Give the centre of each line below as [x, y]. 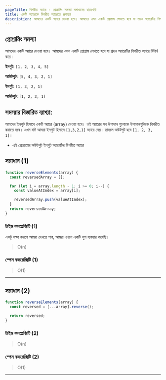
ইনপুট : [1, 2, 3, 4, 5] [27, 66]
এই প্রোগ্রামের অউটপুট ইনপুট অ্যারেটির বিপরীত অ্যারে [48, 145]
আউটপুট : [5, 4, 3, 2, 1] [29, 76]
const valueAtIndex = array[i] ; [47, 191]
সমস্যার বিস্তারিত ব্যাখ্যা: [29, 112]
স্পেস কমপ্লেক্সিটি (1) [22, 260]
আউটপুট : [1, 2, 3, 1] [25, 96]
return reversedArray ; [33, 209]
